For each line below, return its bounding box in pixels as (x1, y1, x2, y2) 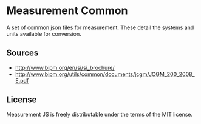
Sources (6, 48, 39, 58)
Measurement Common (6, 4, 128, 18)
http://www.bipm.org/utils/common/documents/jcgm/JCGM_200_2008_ (15, 71, 196, 78)
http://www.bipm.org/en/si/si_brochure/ (15, 64, 115, 71)
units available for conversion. (6, 30, 82, 37)
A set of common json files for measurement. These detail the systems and (6, 24, 194, 31)
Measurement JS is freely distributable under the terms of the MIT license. (6, 111, 193, 118)
